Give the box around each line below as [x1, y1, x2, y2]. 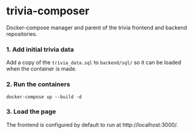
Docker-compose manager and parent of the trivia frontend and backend [6, 24, 188, 31]
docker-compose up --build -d [6, 94, 82, 100]
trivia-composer [6, 4, 90, 18]
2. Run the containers [6, 80, 70, 89]
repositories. [6, 30, 38, 37]
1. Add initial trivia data [6, 45, 74, 53]
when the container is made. [6, 65, 77, 72]
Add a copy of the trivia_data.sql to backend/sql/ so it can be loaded [6, 59, 182, 66]
